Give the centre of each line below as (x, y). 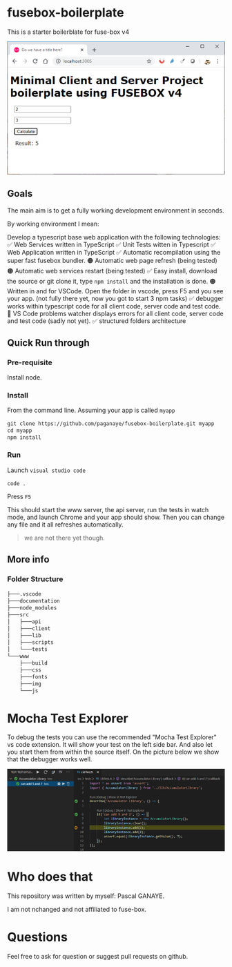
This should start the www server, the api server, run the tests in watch (108, 509)
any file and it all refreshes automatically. (65, 524)
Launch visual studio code (47, 470)
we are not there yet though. (65, 538)
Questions (37, 937)
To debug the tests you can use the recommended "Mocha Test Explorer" (112, 737)
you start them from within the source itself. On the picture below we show (113, 752)
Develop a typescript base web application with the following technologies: (114, 237)
